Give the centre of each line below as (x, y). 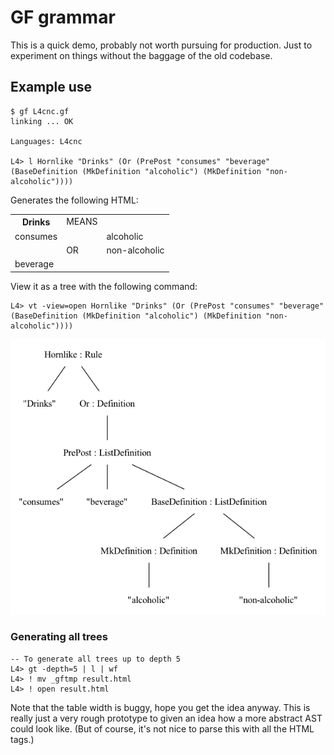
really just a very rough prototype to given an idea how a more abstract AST (166, 718)
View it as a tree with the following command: (104, 286)
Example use (51, 87)
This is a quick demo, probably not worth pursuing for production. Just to (161, 45)
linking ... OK (42, 121)
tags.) (22, 739)
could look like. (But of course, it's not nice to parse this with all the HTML (162, 728)
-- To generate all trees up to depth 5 (96, 659)
